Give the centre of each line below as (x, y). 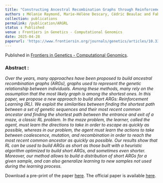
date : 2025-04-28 (23, 37)
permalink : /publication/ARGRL (37, 23)
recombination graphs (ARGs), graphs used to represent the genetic (73, 84)
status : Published (25, 28)
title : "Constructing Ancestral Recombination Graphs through (69, 9)
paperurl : (15, 41)
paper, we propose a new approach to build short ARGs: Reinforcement (77, 99)
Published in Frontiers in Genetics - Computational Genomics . (67, 55)
